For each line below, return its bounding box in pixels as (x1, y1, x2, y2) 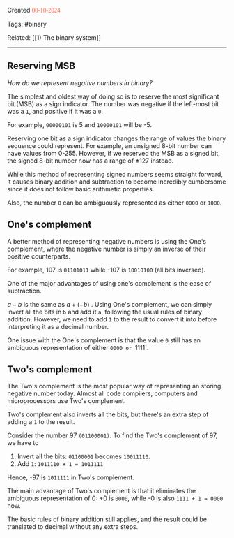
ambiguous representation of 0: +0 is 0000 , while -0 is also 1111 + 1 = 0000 (7, 494, 224, 502)
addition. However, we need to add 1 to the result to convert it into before (7, 314, 217, 323)
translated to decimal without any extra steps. (7, 523, 139, 531)
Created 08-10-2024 (7, 6, 61, 14)
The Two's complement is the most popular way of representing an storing (7, 382, 221, 391)
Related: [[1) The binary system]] (7, 34, 101, 41)
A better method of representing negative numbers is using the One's (7, 237, 207, 245)
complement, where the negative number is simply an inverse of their (7, 245, 207, 253)
